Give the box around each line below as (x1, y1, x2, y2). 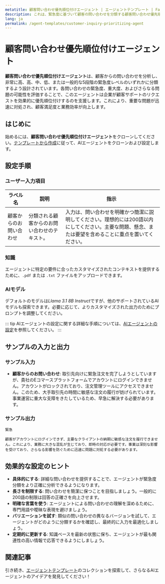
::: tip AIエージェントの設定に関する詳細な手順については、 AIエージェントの (5, 321, 158, 327)
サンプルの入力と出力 (5, 342, 70, 351)
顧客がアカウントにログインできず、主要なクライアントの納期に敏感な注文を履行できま (5, 437, 155, 442)
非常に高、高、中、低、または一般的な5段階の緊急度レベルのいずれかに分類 (5, 79, 159, 85)
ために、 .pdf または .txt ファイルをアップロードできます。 (5, 272, 125, 278)
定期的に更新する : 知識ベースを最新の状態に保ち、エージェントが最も (12, 531, 152, 537)
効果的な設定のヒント (5, 462, 70, 470)
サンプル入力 (5, 359, 35, 366)
